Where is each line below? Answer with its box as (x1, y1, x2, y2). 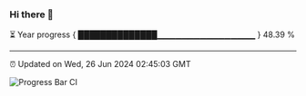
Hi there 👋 (9, 8, 55, 21)
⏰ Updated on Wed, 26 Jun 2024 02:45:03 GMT (9, 59, 191, 70)
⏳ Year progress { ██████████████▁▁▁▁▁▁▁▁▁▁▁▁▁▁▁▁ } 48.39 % (9, 29, 296, 40)
